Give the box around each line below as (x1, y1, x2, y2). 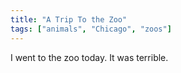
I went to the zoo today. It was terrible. (10, 51, 169, 63)
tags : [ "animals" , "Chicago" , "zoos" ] (10, 24, 172, 34)
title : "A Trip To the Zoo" (10, 14, 128, 25)
